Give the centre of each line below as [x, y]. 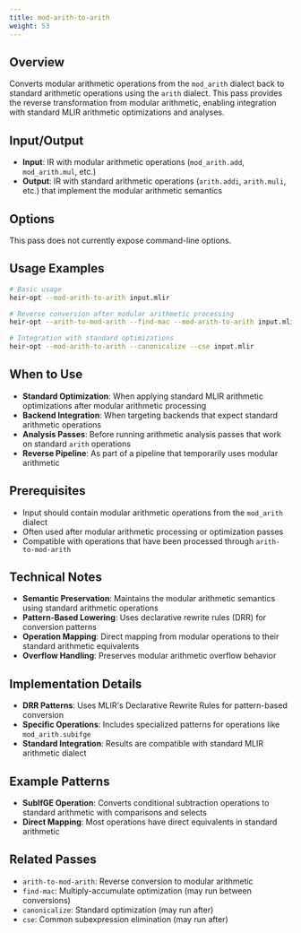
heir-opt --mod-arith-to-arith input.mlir [90, 298]
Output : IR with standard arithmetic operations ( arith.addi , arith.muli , [154, 181]
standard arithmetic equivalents [81, 646]
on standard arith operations [77, 444]
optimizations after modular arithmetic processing [114, 405]
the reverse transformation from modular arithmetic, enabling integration [143, 103]
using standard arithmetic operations [90, 608]
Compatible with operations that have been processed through [138, 541]
